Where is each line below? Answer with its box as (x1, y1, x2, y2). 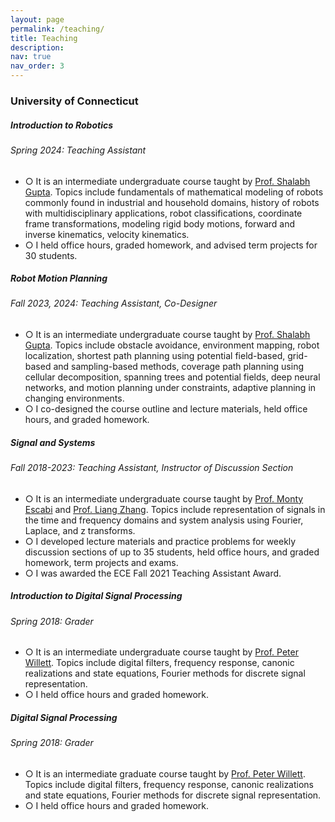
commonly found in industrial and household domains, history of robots (24, 196, 320, 208)
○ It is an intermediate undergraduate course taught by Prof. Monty (24, 492, 304, 505)
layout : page (10, 14, 65, 25)
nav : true (10, 52, 52, 62)
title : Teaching (10, 33, 78, 43)
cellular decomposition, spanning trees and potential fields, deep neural (24, 371, 321, 383)
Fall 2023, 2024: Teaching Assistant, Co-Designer (10, 297, 218, 310)
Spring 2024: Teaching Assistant (10, 144, 147, 156)
